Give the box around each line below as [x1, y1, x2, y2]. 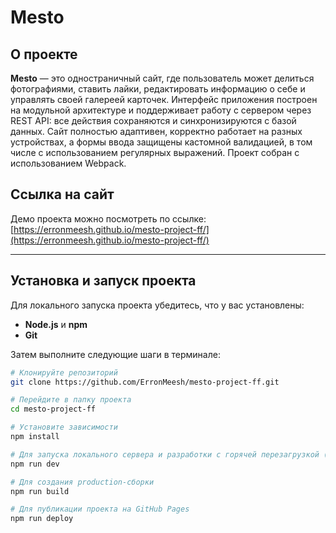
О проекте [10, 46, 78, 63]
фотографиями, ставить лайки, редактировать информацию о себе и [10, 83, 306, 95]
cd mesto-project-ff [10, 404, 97, 415]
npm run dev [10, 459, 60, 469]
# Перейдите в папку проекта [10, 395, 132, 405]
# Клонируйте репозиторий [10, 367, 118, 378]
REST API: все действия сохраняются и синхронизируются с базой [10, 115, 297, 126]
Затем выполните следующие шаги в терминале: [10, 348, 221, 360]
